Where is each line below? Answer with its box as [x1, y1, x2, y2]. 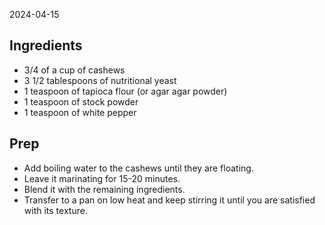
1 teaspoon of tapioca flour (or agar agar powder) [23, 85, 228, 97]
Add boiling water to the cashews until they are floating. [23, 162, 254, 174]
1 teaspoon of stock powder [23, 95, 139, 108]
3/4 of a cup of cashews [23, 64, 126, 76]
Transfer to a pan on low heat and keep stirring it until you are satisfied [23, 194, 316, 206]
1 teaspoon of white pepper [23, 106, 137, 118]
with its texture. [23, 204, 88, 216]
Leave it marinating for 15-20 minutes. [23, 172, 181, 184]
